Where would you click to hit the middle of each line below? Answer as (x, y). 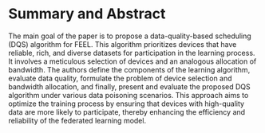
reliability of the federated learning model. (77, 120)
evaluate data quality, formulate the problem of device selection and (121, 78)
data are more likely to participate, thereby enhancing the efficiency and (127, 111)
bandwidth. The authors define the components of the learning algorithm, (129, 69)
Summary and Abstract (87, 14)
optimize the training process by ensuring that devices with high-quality (127, 104)
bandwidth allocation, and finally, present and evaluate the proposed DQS (130, 86)
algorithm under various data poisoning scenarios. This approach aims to (129, 95)
